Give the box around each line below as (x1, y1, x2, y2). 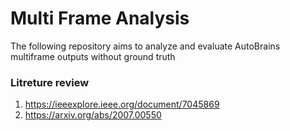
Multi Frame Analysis (10, 7, 190, 30)
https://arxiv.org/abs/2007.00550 (24, 109, 162, 121)
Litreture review (10, 75, 90, 89)
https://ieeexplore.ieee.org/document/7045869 (24, 98, 220, 111)
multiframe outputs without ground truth (10, 50, 176, 62)
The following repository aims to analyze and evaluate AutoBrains (10, 40, 281, 52)
